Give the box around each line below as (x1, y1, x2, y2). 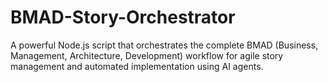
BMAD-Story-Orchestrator (10, 6, 236, 29)
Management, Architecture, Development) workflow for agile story (10, 49, 284, 61)
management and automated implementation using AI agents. (10, 60, 264, 72)
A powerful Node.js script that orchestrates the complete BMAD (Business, (10, 39, 319, 51)
